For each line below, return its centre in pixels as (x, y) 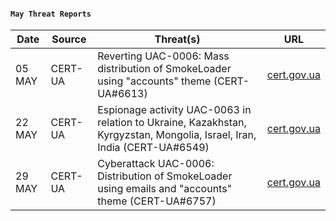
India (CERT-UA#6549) (153, 148)
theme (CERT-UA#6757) (157, 201)
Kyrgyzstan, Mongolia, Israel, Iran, (177, 135)
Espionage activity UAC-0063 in (174, 110)
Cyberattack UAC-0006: (156, 164)
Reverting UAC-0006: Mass (163, 56)
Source (69, 39)
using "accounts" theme (154, 81)
